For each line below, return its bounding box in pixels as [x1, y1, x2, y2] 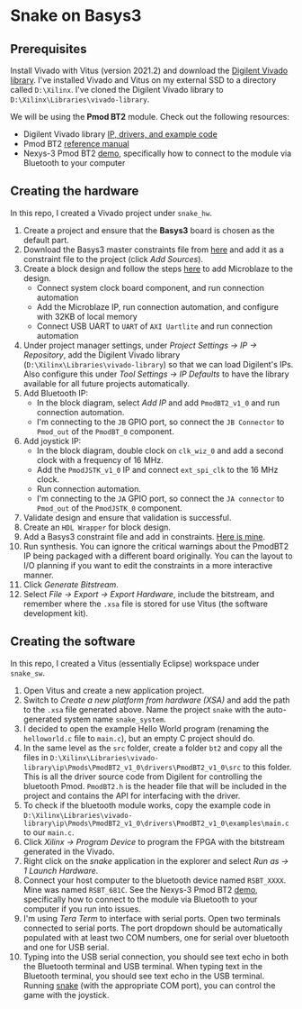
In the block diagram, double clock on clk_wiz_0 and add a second [36, 445, 284, 456]
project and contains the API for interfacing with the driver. [22, 790, 241, 801]
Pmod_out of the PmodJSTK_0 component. [36, 502, 182, 514]
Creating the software [10, 634, 136, 650]
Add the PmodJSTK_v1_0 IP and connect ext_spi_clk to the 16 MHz [36, 464, 279, 475]
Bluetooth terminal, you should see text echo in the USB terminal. [22, 970, 265, 981]
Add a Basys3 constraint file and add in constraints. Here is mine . [22, 531, 266, 541]
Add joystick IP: [22, 435, 82, 446]
